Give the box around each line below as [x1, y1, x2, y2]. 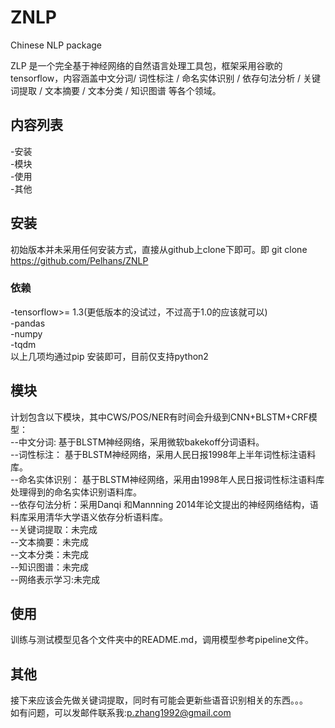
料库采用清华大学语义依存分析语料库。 [10, 511, 168, 523]
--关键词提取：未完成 [10, 523, 98, 535]
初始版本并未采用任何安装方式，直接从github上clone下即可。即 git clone [10, 243, 308, 255]
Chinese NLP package [10, 39, 103, 51]
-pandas [10, 317, 46, 329]
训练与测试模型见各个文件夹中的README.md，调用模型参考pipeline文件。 [10, 634, 315, 646]
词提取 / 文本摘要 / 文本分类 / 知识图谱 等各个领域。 [10, 84, 222, 96]
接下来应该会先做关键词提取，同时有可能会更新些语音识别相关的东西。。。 [10, 694, 308, 706]
